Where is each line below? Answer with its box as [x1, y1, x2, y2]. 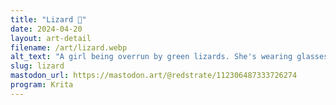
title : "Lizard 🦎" [10, 14, 87, 25]
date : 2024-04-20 [10, 24, 83, 34]
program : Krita [10, 80, 74, 90]
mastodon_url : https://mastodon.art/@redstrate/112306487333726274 [10, 71, 298, 81]
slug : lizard [10, 61, 65, 71]
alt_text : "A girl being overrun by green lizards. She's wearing [10, 52, 293, 62]
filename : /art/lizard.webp [10, 42, 128, 53]
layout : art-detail [10, 33, 92, 43]
